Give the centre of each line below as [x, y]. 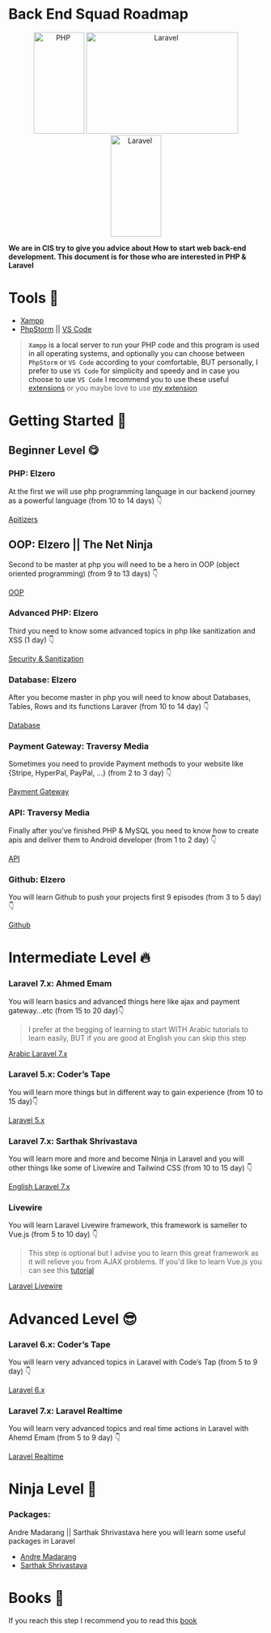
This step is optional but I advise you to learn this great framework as [143, 1253]
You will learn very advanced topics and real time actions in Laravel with [129, 1429]
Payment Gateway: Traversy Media [79, 746]
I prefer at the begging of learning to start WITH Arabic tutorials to [138, 1029]
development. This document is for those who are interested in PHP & [127, 256]
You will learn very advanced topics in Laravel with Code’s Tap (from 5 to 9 [133, 1362]
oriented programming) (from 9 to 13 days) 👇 [83, 574]
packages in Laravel [42, 1541]
